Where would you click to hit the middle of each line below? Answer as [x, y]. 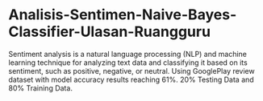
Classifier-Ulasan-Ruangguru [110, 32]
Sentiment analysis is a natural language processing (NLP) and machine [128, 54]
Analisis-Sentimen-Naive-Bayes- [123, 15]
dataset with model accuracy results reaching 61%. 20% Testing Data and [131, 79]
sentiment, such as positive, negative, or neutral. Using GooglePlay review [132, 71]
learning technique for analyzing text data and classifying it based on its [128, 63]
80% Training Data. [40, 88]
